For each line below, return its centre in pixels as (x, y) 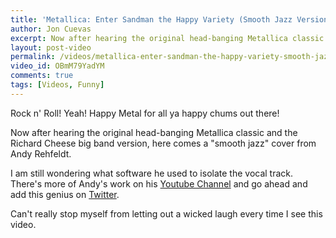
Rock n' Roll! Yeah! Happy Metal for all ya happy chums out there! (145, 113)
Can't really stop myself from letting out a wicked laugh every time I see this (166, 213)
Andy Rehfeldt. (41, 153)
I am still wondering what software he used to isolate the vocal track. (152, 173)
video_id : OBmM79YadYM (57, 66)
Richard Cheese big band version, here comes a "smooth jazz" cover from (163, 143)
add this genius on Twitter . (65, 194)
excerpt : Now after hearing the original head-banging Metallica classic (167, 38)
